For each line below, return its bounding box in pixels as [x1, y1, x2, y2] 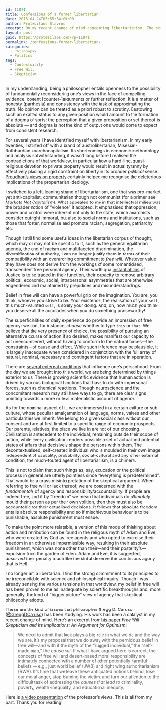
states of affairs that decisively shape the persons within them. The [5, 442, 142, 448]
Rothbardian [5, 147, 31, 153]
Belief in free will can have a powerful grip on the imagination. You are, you [5, 292, 158, 298]
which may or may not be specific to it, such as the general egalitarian [5, 240, 148, 246]
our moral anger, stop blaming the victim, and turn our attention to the [17, 674, 160, 680]
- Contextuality [10, 62, 43, 67]
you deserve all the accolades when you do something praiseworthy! [5, 307, 146, 313]
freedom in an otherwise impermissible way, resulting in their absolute [5, 540, 148, 546]
